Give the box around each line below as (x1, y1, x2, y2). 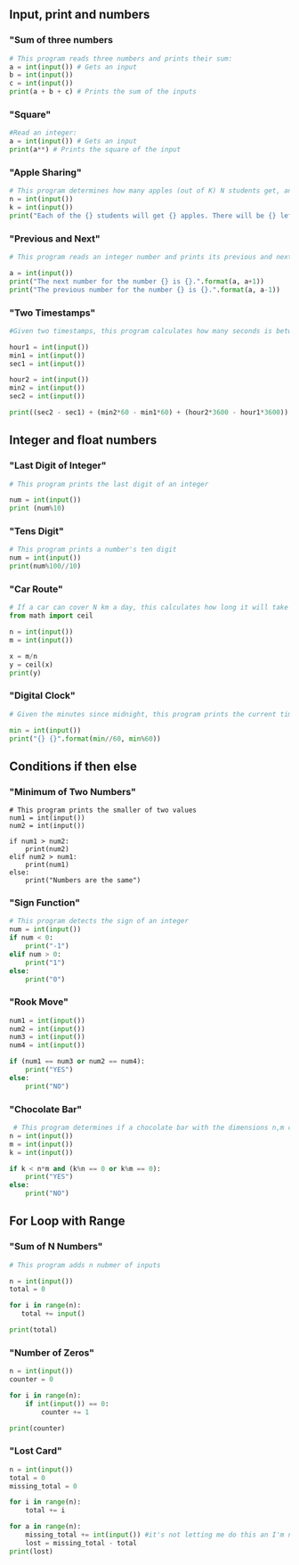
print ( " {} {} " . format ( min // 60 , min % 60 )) (9, 734, 162, 743)
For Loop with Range (9, 1214, 126, 1229)
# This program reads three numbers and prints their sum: (9, 53, 233, 63)
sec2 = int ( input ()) (9, 392, 86, 401)
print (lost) (9, 1546, 53, 1556)
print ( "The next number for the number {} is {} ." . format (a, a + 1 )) (9, 276, 265, 286)
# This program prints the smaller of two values (9, 806, 198, 815)
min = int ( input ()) (9, 725, 82, 734)
